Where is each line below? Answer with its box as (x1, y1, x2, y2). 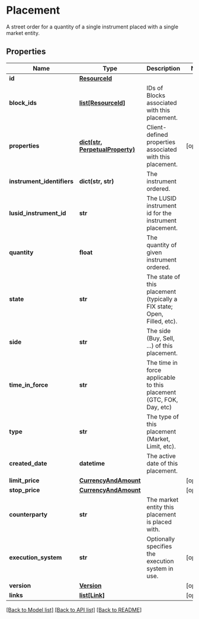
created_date (9, 459, 47, 467)
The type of (146, 412, 179, 421)
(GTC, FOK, (146, 395, 178, 403)
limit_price (9, 476, 40, 485)
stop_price (9, 486, 40, 494)
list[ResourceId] (79, 98, 126, 107)
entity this (146, 503, 174, 511)
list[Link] (79, 591, 105, 599)
